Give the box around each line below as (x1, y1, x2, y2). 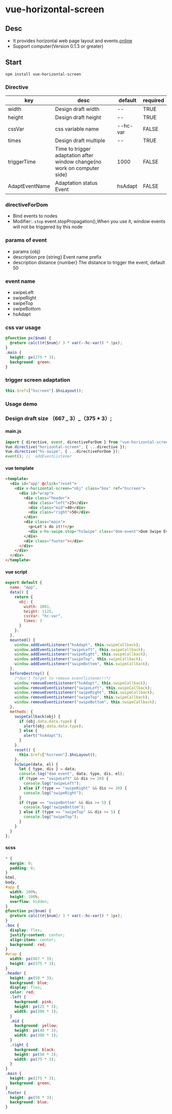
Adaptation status (55, 179, 98, 187)
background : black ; (14, 1047, 56, 1052)
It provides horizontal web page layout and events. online (12, 38, 133, 44)
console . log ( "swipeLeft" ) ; (24, 781, 81, 786)
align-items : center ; (10, 937, 56, 942)
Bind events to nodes (12, 213, 58, 219)
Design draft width (55, 105, 100, 113)
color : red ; (10, 990, 36, 995)
